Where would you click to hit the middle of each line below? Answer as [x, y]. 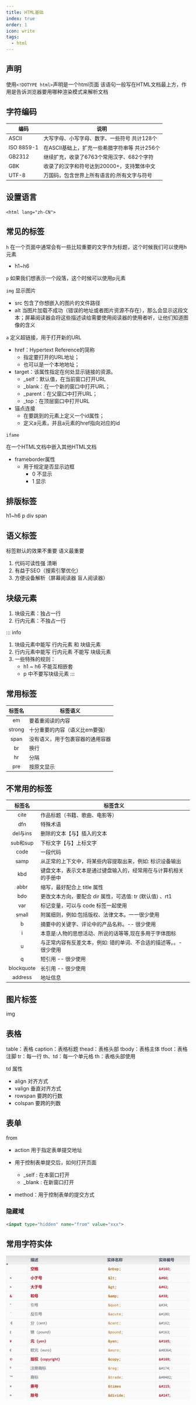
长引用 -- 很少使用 [63, 968]
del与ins [22, 833]
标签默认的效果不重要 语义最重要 [45, 551]
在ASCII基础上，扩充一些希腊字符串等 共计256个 [102, 148]
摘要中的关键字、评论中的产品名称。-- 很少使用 [98, 924]
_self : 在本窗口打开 [46, 1175]
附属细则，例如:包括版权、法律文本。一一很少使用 [100, 915]
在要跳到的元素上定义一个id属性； [64, 415]
